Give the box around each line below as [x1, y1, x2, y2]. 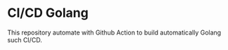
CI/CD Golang [7, 5, 89, 21]
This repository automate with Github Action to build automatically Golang [7, 28, 222, 37]
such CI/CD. [7, 35, 42, 44]
